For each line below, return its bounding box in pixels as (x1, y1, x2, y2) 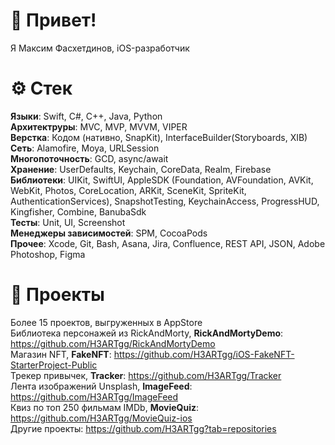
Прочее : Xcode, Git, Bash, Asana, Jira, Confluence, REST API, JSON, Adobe (10, 237, 326, 249)
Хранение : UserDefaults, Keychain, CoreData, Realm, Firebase (10, 163, 272, 175)
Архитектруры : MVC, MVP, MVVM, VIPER (10, 120, 188, 133)
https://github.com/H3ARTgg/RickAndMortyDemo (10, 337, 216, 349)
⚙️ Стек (10, 77, 73, 100)
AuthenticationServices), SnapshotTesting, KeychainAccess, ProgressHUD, (10, 195, 320, 207)
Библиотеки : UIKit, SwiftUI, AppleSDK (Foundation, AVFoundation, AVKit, (10, 174, 314, 186)
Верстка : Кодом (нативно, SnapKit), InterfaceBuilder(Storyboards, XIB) (10, 131, 308, 143)
